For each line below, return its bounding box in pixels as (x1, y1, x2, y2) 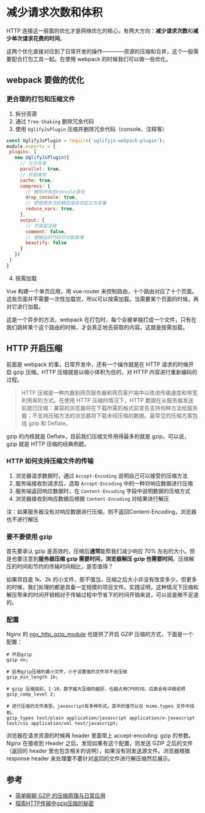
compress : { (20, 183, 51, 189)
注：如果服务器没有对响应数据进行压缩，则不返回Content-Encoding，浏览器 (6, 508, 197, 515)
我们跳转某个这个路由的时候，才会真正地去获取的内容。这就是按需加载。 (6, 323, 188, 331)
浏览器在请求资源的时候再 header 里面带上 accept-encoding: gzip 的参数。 (6, 732, 194, 740)
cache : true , (20, 177, 53, 184)
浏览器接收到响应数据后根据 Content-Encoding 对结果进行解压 (15, 495, 170, 502)
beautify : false (25, 240, 67, 246)
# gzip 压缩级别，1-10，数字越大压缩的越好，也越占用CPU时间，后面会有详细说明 (6, 686, 185, 692)
